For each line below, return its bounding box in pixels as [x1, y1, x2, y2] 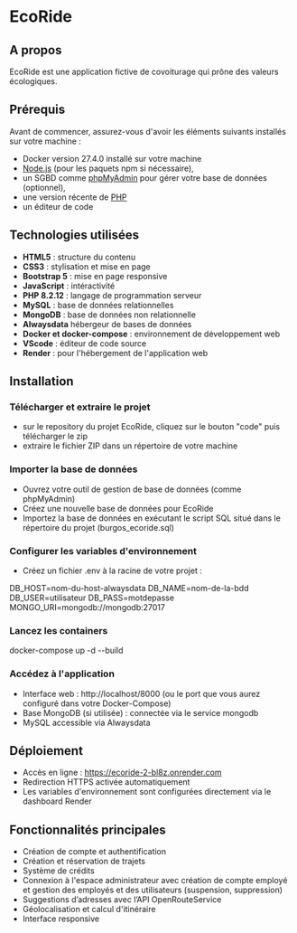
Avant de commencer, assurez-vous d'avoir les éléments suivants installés [9, 126, 287, 137]
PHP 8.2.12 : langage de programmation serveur [22, 289, 202, 300]
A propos [9, 42, 62, 58]
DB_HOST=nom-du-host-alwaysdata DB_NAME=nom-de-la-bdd [9, 582, 249, 593]
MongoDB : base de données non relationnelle [22, 309, 197, 320]
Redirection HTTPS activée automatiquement [22, 777, 190, 787]
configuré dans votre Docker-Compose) [22, 698, 172, 709]
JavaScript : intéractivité [22, 280, 116, 291]
